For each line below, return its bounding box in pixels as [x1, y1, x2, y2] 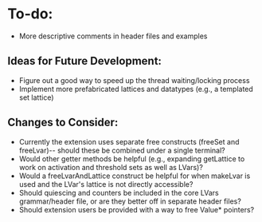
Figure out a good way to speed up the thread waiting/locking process [18, 75, 250, 85]
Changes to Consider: [7, 116, 119, 129]
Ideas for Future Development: [7, 54, 162, 68]
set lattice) [18, 93, 54, 102]
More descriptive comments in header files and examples [18, 31, 208, 41]
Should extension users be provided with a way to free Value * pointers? [18, 204, 255, 214]
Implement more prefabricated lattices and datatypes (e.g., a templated [18, 84, 254, 93]
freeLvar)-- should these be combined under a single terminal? [18, 145, 225, 155]
